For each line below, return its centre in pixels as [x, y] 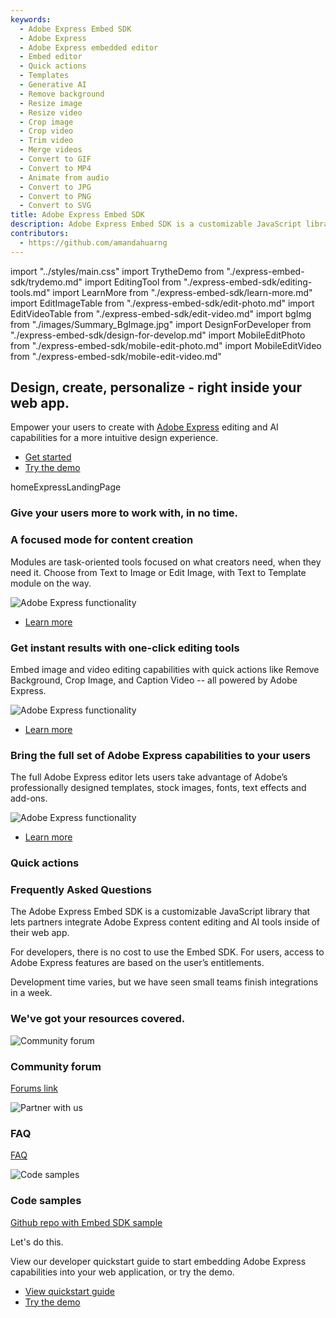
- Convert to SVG [55, 206]
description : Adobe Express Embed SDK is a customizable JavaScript [156, 224]
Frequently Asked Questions [81, 890]
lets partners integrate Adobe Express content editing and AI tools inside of [165, 922]
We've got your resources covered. [98, 1019]
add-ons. [29, 798]
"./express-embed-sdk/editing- [248, 282]
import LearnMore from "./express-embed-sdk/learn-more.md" [182, 292]
